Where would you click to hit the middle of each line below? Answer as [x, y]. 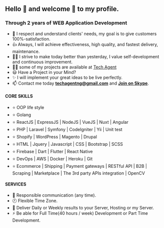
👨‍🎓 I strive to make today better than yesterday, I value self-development [85, 56]
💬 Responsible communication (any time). [54, 195]
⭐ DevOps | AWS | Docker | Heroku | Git [52, 159]
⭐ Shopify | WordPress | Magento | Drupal [54, 137]
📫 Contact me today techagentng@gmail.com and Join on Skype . [81, 83]
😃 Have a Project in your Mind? [44, 72]
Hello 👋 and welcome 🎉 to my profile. [62, 9]
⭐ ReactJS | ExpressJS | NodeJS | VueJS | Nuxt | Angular [70, 122]
